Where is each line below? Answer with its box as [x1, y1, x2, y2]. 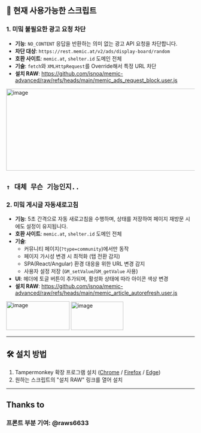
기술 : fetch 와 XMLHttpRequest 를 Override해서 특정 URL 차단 [14, 62, 157, 69]
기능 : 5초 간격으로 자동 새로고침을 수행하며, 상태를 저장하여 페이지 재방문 [14, 215, 184, 223]
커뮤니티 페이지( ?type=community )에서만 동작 [23, 245, 129, 253]
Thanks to [6, 399, 45, 410]
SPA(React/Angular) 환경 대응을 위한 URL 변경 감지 [23, 260, 145, 268]
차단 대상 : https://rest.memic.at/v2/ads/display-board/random [14, 47, 170, 54]
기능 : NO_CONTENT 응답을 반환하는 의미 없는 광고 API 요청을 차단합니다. [14, 40, 178, 47]
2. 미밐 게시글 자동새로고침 [6, 201, 79, 208]
